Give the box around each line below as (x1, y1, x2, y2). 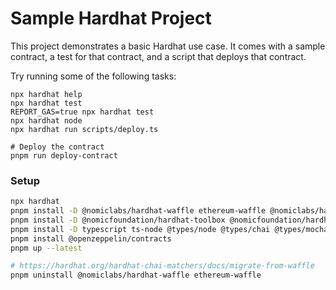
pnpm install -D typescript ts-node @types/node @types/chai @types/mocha (10, 224, 329, 234)
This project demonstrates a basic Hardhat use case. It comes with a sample (10, 40, 326, 52)
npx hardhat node (10, 115, 83, 126)
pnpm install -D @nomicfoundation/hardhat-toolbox (10, 215, 226, 225)
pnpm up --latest (10, 243, 83, 253)
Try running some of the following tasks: (10, 70, 177, 82)
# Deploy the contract (10, 142, 105, 152)
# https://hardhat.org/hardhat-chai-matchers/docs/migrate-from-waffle (10, 261, 315, 271)
